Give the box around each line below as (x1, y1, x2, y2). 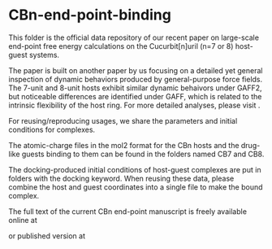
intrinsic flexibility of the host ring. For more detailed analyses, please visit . (8, 100, 261, 110)
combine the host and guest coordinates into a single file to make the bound (8, 181, 263, 192)
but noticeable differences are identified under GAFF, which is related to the (8, 91, 262, 101)
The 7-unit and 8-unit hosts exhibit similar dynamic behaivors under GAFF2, (8, 83, 262, 93)
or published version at (8, 230, 85, 241)
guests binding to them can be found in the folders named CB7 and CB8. (21, 149, 265, 159)
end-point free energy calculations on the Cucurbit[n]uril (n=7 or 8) (8, 41, 234, 50)
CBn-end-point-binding (8, 6, 172, 24)
